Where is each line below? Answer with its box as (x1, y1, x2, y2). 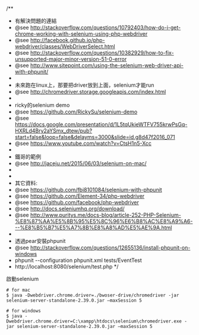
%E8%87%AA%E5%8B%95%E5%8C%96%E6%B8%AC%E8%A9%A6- (14, 218, 193, 225)
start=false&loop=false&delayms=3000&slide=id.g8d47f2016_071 (14, 134, 175, 140)
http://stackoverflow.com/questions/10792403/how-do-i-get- (30, 24, 181, 31)
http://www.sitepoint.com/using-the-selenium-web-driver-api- (30, 62, 184, 69)
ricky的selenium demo (14, 102, 70, 109)
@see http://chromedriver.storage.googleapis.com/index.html (14, 89, 166, 95)
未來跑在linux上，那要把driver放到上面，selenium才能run (14, 81, 154, 89)
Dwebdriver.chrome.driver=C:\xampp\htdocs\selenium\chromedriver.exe (6, 318, 182, 324)
